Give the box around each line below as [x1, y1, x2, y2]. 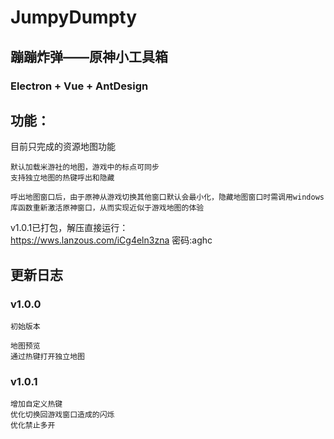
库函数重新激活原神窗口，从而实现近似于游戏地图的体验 [10, 203, 205, 213]
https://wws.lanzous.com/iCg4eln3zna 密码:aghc [10, 234, 213, 246]
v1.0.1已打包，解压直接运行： [10, 222, 129, 234]
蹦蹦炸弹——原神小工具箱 [10, 48, 168, 65]
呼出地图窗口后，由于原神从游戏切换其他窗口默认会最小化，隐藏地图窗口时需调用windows [10, 192, 325, 203]
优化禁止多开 [10, 421, 56, 431]
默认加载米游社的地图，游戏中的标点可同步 [10, 162, 160, 173]
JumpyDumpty [10, 6, 138, 29]
